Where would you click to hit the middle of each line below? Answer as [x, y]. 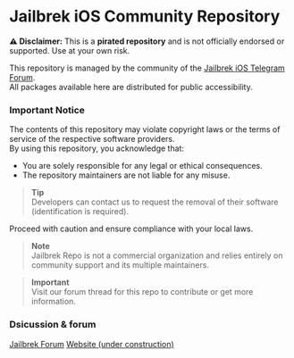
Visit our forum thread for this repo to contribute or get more [142, 292]
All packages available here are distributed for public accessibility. [131, 87]
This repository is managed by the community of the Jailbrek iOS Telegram [147, 68]
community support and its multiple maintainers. [120, 265]
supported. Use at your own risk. [70, 50]
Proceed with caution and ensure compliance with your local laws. [131, 229]
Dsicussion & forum [53, 325]
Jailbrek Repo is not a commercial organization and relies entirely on [157, 255]
